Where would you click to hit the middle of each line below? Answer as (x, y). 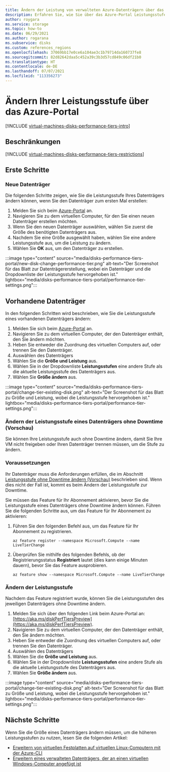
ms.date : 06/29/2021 (27, 33)
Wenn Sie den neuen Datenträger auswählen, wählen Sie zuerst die (83, 227)
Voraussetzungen (28, 463)
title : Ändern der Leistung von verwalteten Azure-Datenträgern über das (85, 10)
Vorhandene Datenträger (46, 301)
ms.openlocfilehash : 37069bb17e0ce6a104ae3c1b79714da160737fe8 (73, 52)
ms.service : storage (27, 24)
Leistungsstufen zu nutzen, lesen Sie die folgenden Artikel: (67, 738)
